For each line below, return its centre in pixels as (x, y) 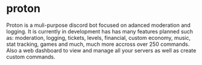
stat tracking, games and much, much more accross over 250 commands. (98, 44)
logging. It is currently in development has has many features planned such (100, 31)
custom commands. (31, 57)
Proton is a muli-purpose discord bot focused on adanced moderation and (99, 25)
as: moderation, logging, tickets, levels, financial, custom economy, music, (99, 38)
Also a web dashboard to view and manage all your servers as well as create (101, 50)
